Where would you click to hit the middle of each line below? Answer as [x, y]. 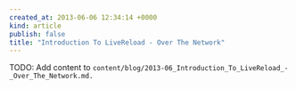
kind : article [36, 26]
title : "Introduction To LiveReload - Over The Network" [117, 42]
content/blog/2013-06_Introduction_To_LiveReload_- [190, 69]
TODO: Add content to [50, 68]
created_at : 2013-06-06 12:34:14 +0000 [83, 17]
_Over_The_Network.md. [51, 77]
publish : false [37, 34]
